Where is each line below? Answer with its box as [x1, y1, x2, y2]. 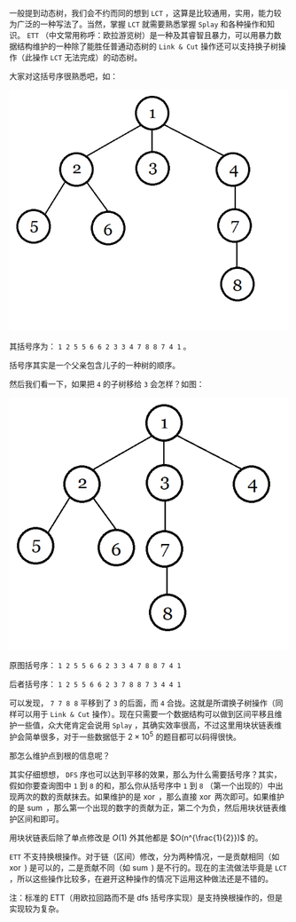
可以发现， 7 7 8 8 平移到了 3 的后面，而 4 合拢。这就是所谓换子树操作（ [9, 697, 277, 708]
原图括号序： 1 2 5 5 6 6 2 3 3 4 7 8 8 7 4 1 [9, 660, 182, 671]
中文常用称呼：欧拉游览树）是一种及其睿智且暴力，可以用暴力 [48, 30, 275, 40]
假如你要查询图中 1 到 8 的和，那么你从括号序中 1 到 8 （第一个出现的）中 [9, 780, 277, 791]
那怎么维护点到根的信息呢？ [9, 750, 111, 760]
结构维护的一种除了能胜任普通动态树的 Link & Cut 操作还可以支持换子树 [16, 41, 279, 51]
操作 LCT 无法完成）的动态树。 [32, 52, 143, 62]
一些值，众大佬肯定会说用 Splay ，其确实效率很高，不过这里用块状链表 [16, 720, 275, 730]
